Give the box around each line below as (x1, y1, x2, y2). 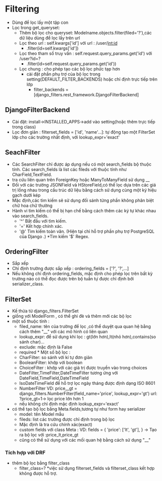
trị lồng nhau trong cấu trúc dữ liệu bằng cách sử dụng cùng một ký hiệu (12, 187, 157, 193)
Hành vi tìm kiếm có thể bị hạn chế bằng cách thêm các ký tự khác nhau (12, 207, 156, 213)
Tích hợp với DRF (5, 449, 46, 456)
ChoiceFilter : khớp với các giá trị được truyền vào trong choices (19, 365, 147, 371)
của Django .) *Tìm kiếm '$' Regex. (19, 233, 89, 239)
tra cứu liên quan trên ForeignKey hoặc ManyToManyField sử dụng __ (12, 176, 150, 183)
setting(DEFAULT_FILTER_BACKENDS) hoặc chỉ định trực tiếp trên (26, 76, 158, 82)
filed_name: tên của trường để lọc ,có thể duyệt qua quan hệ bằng (19, 324, 151, 329)
